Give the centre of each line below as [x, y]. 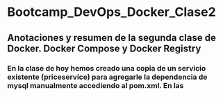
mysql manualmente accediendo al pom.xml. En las [96, 85]
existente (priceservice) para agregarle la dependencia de [107, 77]
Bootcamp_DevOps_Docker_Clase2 [112, 12]
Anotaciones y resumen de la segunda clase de [112, 38]
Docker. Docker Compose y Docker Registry [104, 48]
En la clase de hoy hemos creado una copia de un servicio [107, 68]
